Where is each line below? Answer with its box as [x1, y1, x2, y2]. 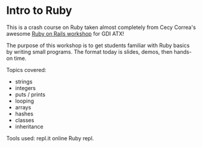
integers [15, 84, 36, 91]
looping [15, 97, 34, 105]
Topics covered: [6, 66, 47, 73]
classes [15, 116, 34, 124]
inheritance [15, 123, 44, 130]
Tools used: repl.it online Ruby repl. [6, 134, 94, 142]
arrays [15, 103, 31, 111]
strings [15, 78, 33, 85]
